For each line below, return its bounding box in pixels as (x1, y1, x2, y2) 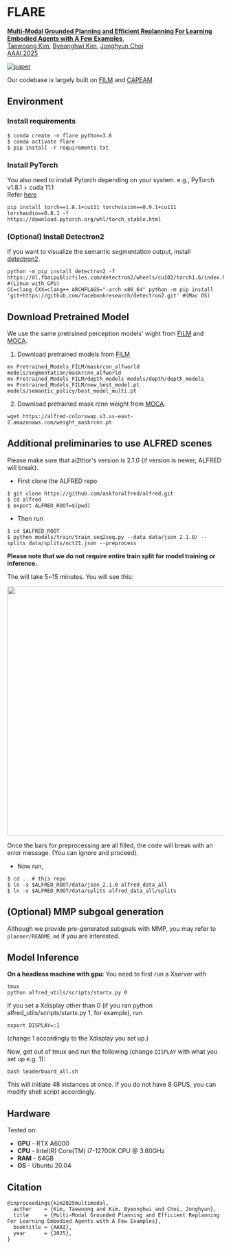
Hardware (7, 1108, 50, 1119)
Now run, (16, 862, 43, 870)
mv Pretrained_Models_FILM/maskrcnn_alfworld (7, 364, 140, 371)
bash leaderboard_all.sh (7, 1068, 78, 1075)
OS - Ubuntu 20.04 (16, 1161, 71, 1170)
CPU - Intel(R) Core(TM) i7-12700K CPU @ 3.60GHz (16, 1147, 165, 1155)
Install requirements (7, 117, 76, 126)
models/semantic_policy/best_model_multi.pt (7, 388, 137, 395)
